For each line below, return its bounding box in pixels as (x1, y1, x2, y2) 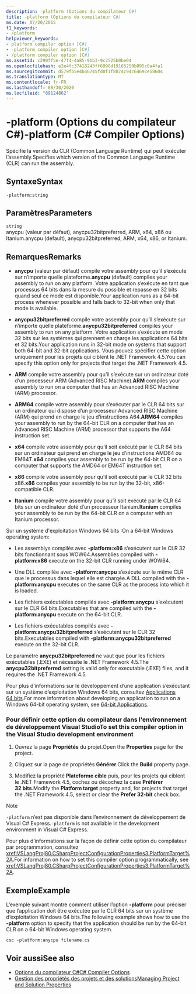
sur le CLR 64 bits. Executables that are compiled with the (14, 605, 153, 612)
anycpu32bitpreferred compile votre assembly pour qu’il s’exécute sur (14, 316, 186, 323)
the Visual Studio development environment (6, 730, 134, 738)
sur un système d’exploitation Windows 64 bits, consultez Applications (6, 688, 176, 695)
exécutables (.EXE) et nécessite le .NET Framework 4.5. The (6, 659, 149, 666)
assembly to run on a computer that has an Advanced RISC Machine (14, 383, 179, 390)
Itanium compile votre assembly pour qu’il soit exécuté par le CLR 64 (14, 497, 181, 504)
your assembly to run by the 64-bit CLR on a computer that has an (14, 420, 174, 427)
